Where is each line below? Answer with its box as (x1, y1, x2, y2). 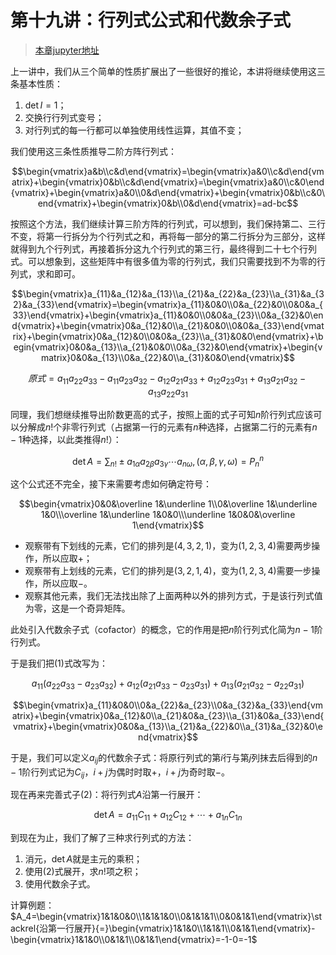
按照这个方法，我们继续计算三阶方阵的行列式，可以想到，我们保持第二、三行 (10, 217, 326, 230)
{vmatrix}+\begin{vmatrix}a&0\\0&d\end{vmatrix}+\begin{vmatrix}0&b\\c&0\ (10, 186, 326, 198)
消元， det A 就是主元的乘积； (24, 853, 143, 865)
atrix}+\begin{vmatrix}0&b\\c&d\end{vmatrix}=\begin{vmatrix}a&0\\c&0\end (11, 176, 325, 188)
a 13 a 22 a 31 (148, 385, 188, 400)
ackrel (10, 922, 37, 935)
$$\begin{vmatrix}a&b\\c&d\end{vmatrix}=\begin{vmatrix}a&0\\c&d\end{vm (11, 165, 325, 177)
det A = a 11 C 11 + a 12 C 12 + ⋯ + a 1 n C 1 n (93, 809, 243, 823)
